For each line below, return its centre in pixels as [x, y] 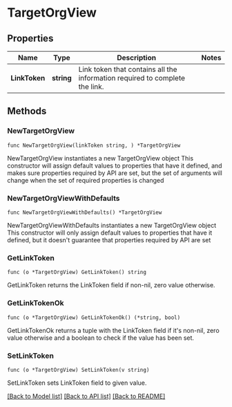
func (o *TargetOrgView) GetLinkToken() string [77, 272]
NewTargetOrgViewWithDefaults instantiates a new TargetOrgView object [112, 225]
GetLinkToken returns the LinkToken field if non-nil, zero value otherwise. [111, 285]
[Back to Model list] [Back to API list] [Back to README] [86, 396]
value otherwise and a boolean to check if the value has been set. [101, 338]
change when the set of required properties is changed [86, 180]
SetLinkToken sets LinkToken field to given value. [77, 383]
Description [137, 58]
